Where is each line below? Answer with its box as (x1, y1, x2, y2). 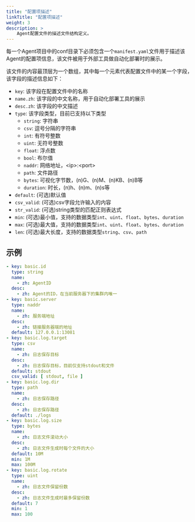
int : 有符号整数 (23, 132, 61, 139)
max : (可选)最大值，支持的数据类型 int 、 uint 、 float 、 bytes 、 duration (14, 221, 184, 228)
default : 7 (11, 500, 38, 507)
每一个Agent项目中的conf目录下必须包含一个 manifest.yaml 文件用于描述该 (6, 48, 186, 55)
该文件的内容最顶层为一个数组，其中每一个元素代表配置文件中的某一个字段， (6, 68, 193, 75)
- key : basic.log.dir (6, 379, 60, 385)
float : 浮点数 (23, 147, 56, 154)
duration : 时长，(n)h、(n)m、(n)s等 (23, 184, 110, 191)
